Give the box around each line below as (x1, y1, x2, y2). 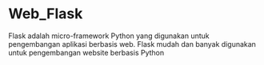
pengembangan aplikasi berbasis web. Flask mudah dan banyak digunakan (8, 39, 256, 48)
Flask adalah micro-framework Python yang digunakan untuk (8, 31, 210, 40)
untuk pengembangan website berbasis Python (8, 48, 165, 57)
